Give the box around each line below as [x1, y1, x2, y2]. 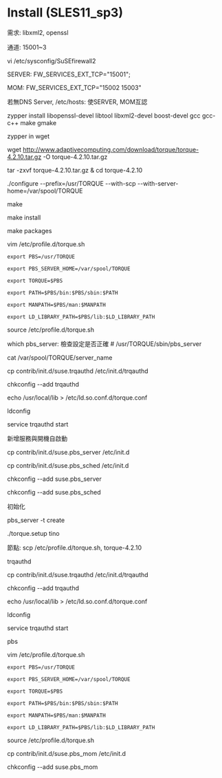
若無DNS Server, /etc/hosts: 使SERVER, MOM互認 [7, 98, 148, 106]
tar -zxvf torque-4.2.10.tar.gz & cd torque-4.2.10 [7, 166, 143, 174]
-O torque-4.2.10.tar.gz [43, 153, 108, 161]
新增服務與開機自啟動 [7, 434, 67, 442]
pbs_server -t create [7, 516, 65, 524]
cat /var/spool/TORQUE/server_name [7, 353, 113, 362]
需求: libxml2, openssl [7, 28, 69, 36]
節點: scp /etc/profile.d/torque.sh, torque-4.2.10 [7, 543, 142, 552]
